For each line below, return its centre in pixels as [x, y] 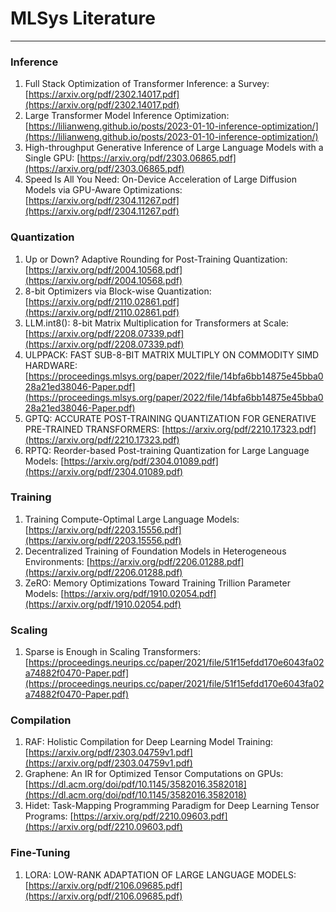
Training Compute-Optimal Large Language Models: [132, 519]
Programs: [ [49, 816]
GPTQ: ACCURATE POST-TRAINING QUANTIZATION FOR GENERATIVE [170, 418]
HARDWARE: [51, 365]
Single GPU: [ [52, 158]
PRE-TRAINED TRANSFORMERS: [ [95, 429]
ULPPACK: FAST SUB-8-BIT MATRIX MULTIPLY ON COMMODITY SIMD [172, 354]
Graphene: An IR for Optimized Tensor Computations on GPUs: [154, 774]
